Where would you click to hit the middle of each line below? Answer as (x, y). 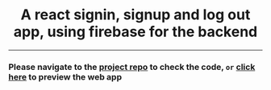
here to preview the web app (65, 76)
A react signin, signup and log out (135, 15)
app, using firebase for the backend (135, 32)
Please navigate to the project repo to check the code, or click (132, 67)
